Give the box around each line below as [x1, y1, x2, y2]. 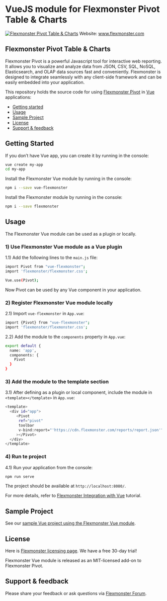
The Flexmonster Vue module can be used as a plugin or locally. [5, 231, 137, 237]
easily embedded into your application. [5, 79, 85, 85]
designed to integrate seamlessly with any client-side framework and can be [5, 74, 162, 80]
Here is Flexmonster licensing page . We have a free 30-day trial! [5, 548, 137, 554]
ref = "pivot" [18, 419, 43, 424]
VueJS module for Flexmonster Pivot [5, 3, 160, 15]
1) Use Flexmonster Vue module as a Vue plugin [5, 243, 123, 250]
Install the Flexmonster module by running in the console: [5, 194, 123, 200]
